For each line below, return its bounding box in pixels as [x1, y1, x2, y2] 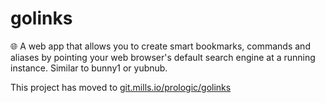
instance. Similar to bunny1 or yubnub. [10, 62, 168, 74]
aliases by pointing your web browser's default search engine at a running [10, 51, 316, 63]
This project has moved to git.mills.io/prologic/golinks [10, 81, 232, 93]
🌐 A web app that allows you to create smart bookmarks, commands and [10, 40, 311, 52]
